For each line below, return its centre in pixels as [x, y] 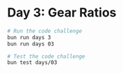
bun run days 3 [29, 37]
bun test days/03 [32, 63]
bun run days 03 [31, 44]
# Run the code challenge [44, 31]
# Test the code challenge [46, 56]
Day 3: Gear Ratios [62, 13]
